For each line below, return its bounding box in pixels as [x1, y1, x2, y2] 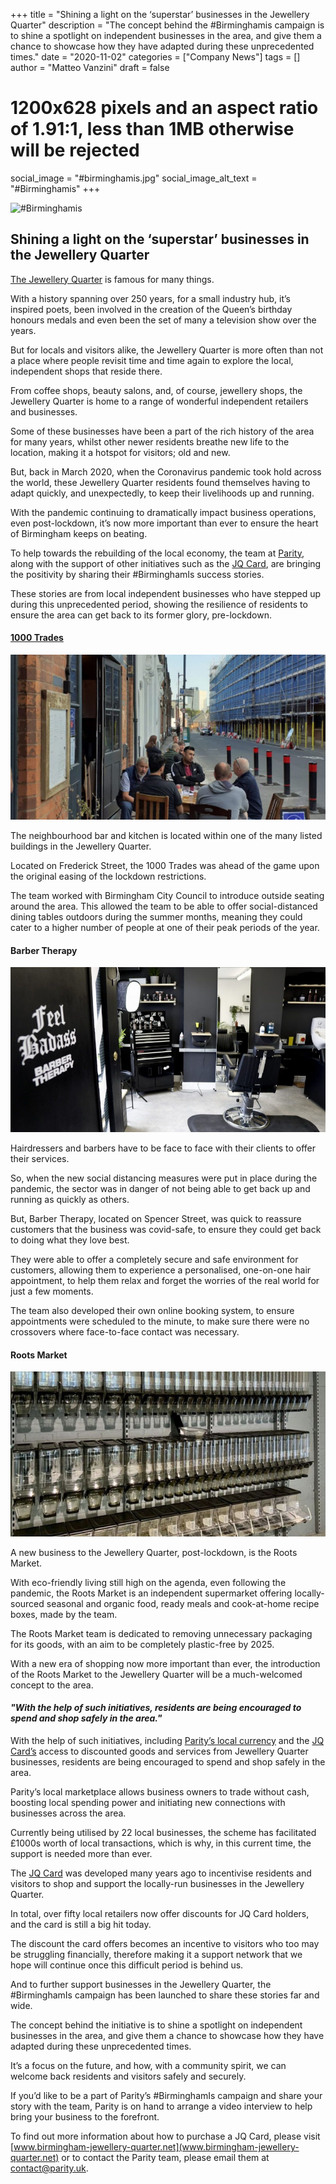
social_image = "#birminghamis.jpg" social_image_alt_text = [10, 172, 258, 184]
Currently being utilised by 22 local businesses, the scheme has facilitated [10, 1826, 317, 1838]
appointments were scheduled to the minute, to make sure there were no [10, 1315, 310, 1328]
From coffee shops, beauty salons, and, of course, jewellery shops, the [10, 384, 303, 396]
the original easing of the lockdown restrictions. [10, 870, 207, 882]
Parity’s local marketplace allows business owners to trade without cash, [10, 1785, 310, 1798]
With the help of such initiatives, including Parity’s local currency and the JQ [10, 1734, 325, 1746]
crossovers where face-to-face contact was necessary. [10, 1326, 240, 1338]
